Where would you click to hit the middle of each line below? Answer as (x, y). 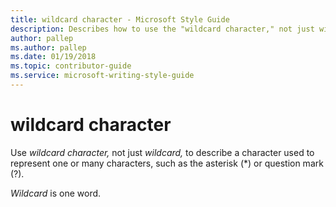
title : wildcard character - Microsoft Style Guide (120, 19)
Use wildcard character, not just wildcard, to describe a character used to (162, 152)
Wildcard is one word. (56, 193)
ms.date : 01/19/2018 (53, 57)
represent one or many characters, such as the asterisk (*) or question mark (167, 163)
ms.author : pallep (48, 47)
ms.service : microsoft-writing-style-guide (102, 76)
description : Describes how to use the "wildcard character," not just (162, 29)
